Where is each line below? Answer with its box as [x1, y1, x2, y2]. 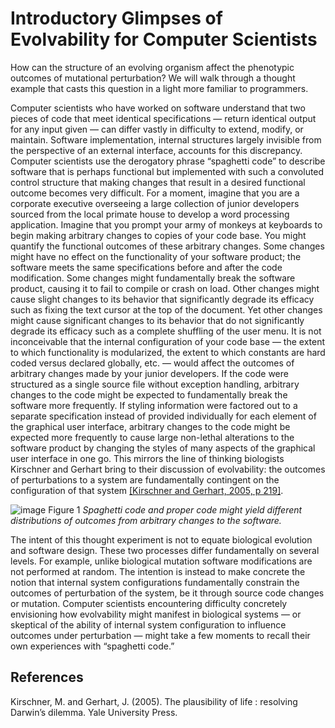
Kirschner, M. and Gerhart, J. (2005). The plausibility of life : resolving [10, 695, 298, 707]
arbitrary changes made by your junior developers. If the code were [10, 367, 289, 379]
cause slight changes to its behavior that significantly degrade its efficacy [10, 293, 315, 305]
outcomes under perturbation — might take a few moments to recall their [10, 629, 311, 641]
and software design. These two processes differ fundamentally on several [10, 544, 320, 556]
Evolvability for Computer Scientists [10, 28, 318, 51]
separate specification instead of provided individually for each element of [10, 410, 317, 422]
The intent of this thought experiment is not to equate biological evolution [10, 533, 313, 546]
